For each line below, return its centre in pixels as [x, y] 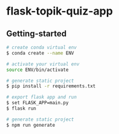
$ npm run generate [31, 125]
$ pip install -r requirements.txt [51, 86]
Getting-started [37, 34]
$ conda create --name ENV [40, 53]
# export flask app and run [42, 97]
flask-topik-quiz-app [59, 11]
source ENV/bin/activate [37, 70]
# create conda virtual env [42, 47]
